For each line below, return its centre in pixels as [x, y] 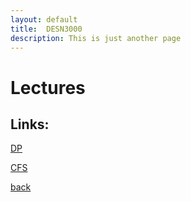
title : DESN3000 [46, 29]
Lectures [48, 87]
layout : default [44, 19]
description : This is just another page [96, 38]
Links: [30, 124]
